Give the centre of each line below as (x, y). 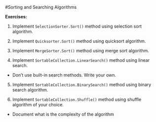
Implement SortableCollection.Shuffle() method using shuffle (77, 99)
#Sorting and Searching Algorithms (41, 7)
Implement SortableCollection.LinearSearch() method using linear (81, 60)
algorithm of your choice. (38, 105)
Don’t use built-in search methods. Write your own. (64, 75)
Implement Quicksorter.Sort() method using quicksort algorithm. (79, 41)
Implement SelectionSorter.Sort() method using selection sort (77, 26)
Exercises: (16, 17)
